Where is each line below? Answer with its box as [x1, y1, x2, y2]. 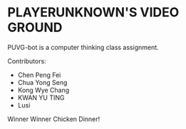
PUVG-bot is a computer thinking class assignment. [7, 43, 159, 51]
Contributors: [7, 56, 46, 65]
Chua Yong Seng [17, 78, 68, 86]
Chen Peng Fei [17, 71, 61, 79]
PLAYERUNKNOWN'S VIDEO [7, 4, 180, 21]
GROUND [7, 19, 63, 36]
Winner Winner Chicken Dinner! [7, 115, 100, 123]
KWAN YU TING [17, 93, 65, 102]
